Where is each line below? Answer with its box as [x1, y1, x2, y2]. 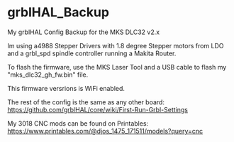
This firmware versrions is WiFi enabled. [7, 84, 126, 92]
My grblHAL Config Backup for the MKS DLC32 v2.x [7, 28, 160, 36]
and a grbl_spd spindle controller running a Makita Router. [7, 49, 177, 58]
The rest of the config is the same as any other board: [7, 97, 165, 106]
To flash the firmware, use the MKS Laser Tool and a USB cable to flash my [7, 62, 227, 71]
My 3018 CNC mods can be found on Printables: [7, 119, 149, 128]
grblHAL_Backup [7, 4, 110, 21]
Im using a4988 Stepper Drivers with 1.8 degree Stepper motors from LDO [7, 41, 225, 50]
